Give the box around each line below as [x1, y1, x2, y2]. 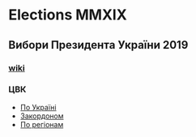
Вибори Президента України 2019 [8, 38, 189, 52]
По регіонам [19, 119, 64, 129]
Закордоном [19, 111, 64, 121]
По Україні [19, 102, 57, 112]
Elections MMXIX [8, 6, 127, 24]
